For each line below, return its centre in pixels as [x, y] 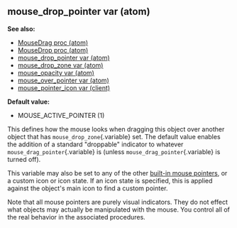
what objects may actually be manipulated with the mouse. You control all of [119, 210]
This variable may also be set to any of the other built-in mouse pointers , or [117, 173]
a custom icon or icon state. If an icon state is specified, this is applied [110, 180]
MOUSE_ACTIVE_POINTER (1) [61, 115]
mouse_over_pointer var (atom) [64, 80]
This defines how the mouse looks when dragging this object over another [116, 129]
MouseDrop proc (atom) [53, 50]
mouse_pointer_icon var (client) [64, 87]
